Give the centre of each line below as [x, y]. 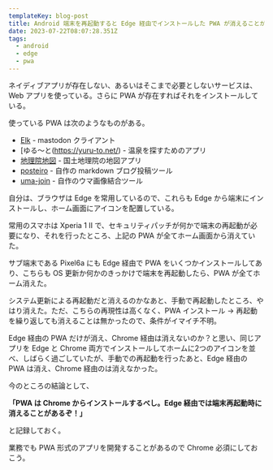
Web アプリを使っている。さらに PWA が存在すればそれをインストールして [133, 95]
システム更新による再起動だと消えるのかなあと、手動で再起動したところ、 [133, 300]
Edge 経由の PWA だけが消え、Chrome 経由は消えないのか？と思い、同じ [131, 338]
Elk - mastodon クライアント [68, 140]
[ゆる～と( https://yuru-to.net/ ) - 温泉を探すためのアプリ [113, 150]
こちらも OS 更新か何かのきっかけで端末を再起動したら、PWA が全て [138, 273]
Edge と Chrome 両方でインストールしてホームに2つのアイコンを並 [143, 348]
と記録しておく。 [37, 430]
